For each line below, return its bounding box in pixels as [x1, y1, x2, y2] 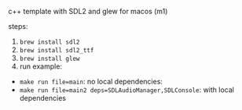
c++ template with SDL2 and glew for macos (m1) [8, 7, 168, 16]
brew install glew [19, 55, 80, 62]
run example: [19, 62, 63, 71]
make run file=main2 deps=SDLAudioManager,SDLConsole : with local [19, 85, 234, 94]
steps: [8, 22, 28, 30]
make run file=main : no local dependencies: [19, 77, 163, 86]
